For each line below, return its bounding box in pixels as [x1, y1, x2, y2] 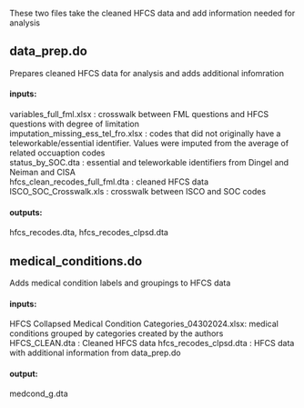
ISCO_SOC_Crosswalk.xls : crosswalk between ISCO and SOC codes [9, 186, 267, 197]
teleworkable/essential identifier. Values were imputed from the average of [9, 138, 289, 149]
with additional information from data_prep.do [9, 347, 181, 358]
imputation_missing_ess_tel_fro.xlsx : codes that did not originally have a [9, 128, 281, 139]
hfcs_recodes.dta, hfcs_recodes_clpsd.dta [9, 227, 168, 238]
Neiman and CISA [9, 167, 76, 178]
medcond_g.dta [9, 388, 68, 399]
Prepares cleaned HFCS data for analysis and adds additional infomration [9, 67, 285, 78]
